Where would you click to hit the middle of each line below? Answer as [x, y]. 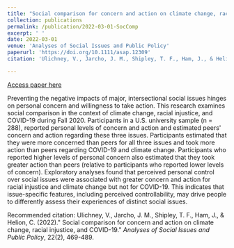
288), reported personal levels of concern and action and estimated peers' [114, 127]
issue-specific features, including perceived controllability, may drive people [117, 194]
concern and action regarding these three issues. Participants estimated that [117, 135]
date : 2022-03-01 [32, 40]
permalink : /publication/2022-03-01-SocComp [73, 26]
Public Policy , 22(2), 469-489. [50, 237]
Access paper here [34, 85]
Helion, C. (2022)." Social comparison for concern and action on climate [111, 222]
